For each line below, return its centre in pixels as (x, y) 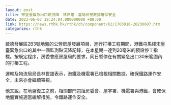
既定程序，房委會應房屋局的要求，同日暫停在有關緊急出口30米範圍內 (91, 57)
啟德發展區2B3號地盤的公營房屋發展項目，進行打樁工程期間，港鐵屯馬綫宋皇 (85, 44)
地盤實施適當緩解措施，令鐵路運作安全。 (48, 97)
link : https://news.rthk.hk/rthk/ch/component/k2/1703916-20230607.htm (83, 24)
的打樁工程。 (19, 63)
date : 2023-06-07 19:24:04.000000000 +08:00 (53, 19)
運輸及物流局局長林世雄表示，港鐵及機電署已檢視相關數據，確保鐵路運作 (81, 74)
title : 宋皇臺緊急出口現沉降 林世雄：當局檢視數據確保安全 (61, 15)
